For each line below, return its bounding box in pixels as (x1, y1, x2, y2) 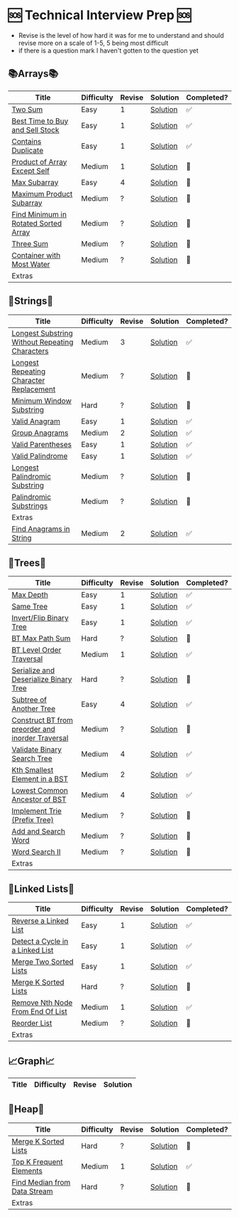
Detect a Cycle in (11, 937, 69, 947)
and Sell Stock (11, 125, 60, 135)
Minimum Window (11, 396, 72, 406)
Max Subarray (11, 177, 59, 187)
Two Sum (11, 104, 43, 114)
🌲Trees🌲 (8, 557, 47, 569)
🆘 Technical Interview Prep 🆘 (8, 7, 191, 23)
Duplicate (11, 145, 44, 155)
